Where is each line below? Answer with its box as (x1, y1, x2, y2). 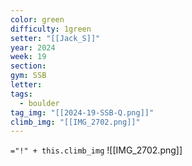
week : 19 (10, 52, 47, 62)
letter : (10, 80, 43, 90)
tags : (10, 89, 33, 99)
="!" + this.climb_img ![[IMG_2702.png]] (10, 144, 183, 156)
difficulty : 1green (10, 24, 92, 34)
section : (10, 61, 47, 71)
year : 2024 (10, 42, 56, 53)
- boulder (19, 98, 60, 108)
